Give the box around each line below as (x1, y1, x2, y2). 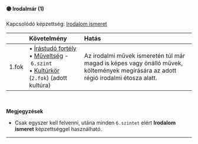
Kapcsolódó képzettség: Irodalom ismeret (6, 21, 107, 28)
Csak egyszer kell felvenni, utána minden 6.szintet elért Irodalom (14, 119, 176, 126)
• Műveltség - (29, 52, 69, 60)
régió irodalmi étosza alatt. (84, 74, 157, 82)
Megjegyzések (6, 108, 44, 115)
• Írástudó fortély (29, 44, 77, 53)
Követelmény (29, 34, 67, 42)
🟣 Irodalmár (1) (6, 5, 44, 12)
